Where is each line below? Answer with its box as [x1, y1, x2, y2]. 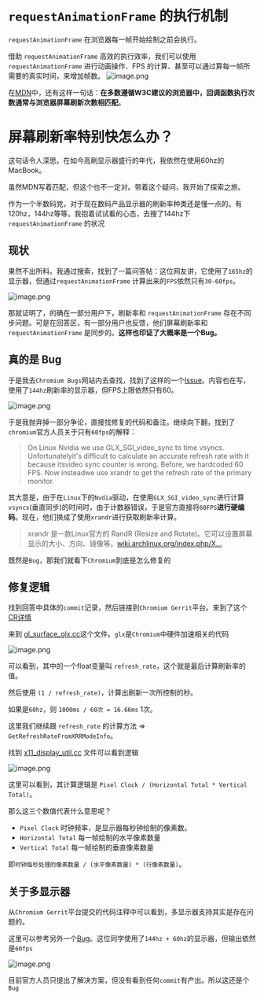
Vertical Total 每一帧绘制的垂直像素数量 [19, 843, 154, 852]
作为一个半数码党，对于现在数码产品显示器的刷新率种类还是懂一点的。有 [8, 198, 242, 208]
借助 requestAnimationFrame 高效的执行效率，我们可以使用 [8, 51, 196, 61]
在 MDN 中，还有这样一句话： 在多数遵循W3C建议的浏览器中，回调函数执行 [8, 87, 248, 97]
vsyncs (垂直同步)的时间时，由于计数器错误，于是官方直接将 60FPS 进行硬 [8, 502, 238, 511]
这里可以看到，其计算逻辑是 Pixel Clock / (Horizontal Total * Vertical [8, 780, 247, 789]
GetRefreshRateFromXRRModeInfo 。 [8, 731, 118, 740]
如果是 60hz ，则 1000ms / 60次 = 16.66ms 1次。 [8, 705, 157, 714]
